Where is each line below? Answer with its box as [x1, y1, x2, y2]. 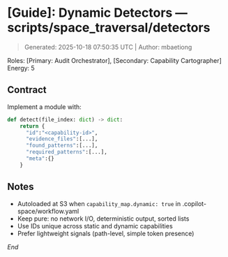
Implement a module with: [7, 103, 82, 111]
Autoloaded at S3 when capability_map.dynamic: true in [17, 199, 181, 207]
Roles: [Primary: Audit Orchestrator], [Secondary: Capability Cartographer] [7, 56, 222, 64]
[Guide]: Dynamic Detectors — [7, 5, 188, 21]
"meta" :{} [25, 155, 54, 162]
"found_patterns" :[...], [25, 142, 98, 149]
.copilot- [182, 199, 207, 207]
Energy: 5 [7, 64, 35, 72]
